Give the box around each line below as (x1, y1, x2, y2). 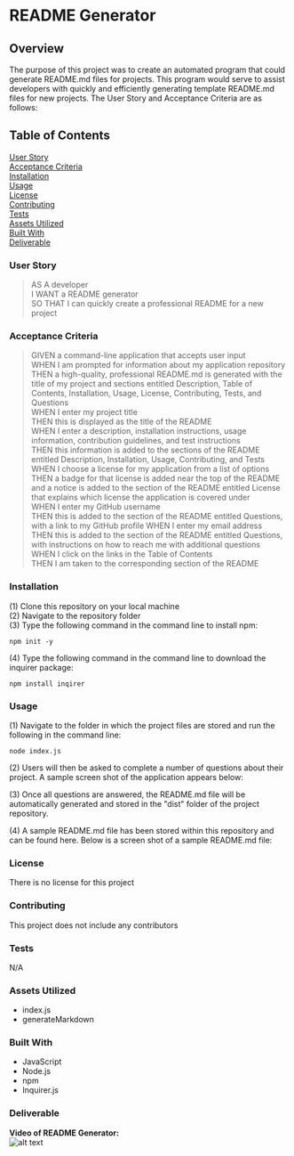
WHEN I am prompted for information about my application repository (30, 360, 286, 370)
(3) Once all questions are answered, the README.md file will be (9, 789, 246, 800)
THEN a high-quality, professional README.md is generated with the (30, 369, 282, 379)
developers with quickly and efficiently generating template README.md (9, 84, 275, 94)
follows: (9, 102, 38, 112)
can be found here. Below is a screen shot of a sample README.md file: (9, 834, 273, 845)
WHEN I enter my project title (30, 407, 138, 418)
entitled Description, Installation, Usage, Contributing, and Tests (30, 454, 265, 465)
